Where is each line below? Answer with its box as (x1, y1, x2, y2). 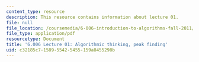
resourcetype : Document (6, 36, 65, 42)
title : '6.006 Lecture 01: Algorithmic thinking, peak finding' (6, 42, 168, 48)
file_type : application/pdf (6, 31, 76, 37)
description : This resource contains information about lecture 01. (6, 14, 179, 20)
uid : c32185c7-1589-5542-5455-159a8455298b (6, 47, 115, 53)
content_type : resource (6, 8, 65, 15)
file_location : (6, 25, 44, 31)
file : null (6, 19, 33, 25)
